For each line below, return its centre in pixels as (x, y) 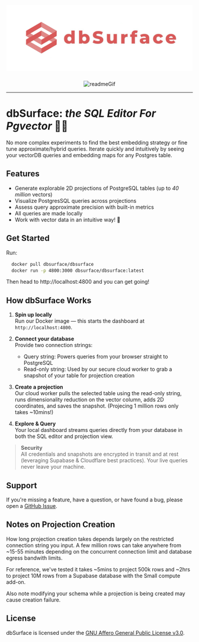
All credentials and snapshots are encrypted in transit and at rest (99, 454)
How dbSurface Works (49, 301)
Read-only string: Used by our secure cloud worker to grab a (98, 369)
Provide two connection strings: (54, 345)
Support (22, 485)
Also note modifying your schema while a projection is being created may (96, 593)
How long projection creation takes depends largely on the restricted (90, 539)
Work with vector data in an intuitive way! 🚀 (68, 220)
